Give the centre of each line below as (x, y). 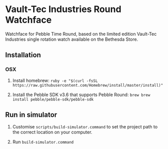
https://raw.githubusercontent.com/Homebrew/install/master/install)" (88, 85)
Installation (23, 55)
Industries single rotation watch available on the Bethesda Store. (72, 39)
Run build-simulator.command (43, 142)
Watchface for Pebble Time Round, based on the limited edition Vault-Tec (81, 34)
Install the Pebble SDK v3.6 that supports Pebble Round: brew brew (81, 95)
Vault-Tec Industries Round (63, 9)
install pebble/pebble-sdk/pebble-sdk (53, 99)
